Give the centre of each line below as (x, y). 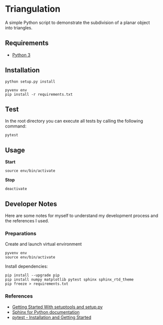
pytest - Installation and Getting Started (52, 317)
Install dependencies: (27, 266)
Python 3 (21, 55)
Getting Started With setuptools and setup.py (57, 307)
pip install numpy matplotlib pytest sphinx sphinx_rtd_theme (69, 280)
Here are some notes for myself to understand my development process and (82, 216)
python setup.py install (30, 82)
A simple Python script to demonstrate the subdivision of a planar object (77, 22)
